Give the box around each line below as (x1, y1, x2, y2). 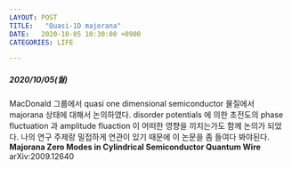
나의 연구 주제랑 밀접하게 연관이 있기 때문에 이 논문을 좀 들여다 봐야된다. (20, 132, 270, 142)
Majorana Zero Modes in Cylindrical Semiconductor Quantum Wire (9, 141, 261, 152)
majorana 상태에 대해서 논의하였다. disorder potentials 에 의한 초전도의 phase (9, 109, 283, 120)
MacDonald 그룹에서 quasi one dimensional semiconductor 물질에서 (9, 99, 255, 109)
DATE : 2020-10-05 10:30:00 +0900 (9, 29, 142, 38)
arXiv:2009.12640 (9, 151, 75, 162)
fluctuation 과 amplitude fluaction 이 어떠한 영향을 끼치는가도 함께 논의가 (9, 121, 265, 132)
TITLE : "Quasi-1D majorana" (9, 21, 122, 30)
